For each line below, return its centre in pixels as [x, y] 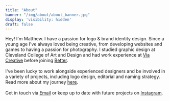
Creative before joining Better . [37, 60]
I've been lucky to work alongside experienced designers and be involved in [85, 71]
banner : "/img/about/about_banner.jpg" [48, 15]
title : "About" [21, 10]
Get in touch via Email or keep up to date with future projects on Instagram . [84, 93]
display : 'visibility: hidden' [39, 19]
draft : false [19, 24]
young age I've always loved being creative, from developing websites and [84, 44]
